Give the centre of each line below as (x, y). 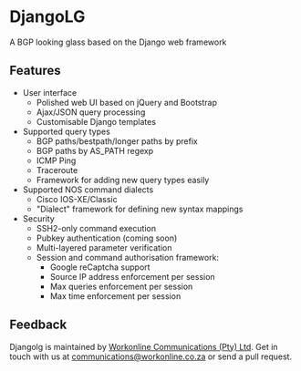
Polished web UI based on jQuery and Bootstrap (126, 102)
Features (35, 71)
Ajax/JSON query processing (91, 112)
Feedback (38, 325)
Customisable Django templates (96, 121)
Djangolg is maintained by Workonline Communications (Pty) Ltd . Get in (144, 346)
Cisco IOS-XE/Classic (77, 199)
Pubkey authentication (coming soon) (107, 238)
